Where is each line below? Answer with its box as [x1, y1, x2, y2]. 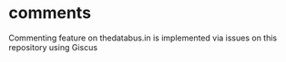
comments [8, 3, 92, 23]
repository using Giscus [8, 41, 97, 52]
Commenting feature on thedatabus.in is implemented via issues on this [8, 32, 278, 43]
